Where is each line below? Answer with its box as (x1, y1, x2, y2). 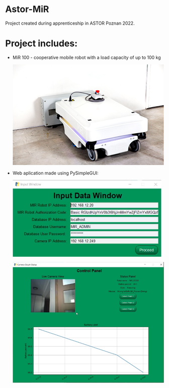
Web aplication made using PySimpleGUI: (12, 170, 99, 176)
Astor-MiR (5, 4, 49, 15)
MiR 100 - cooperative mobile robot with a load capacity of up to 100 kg (12, 54, 161, 60)
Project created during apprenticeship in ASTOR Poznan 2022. (5, 20, 135, 26)
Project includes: (5, 38, 78, 49)
